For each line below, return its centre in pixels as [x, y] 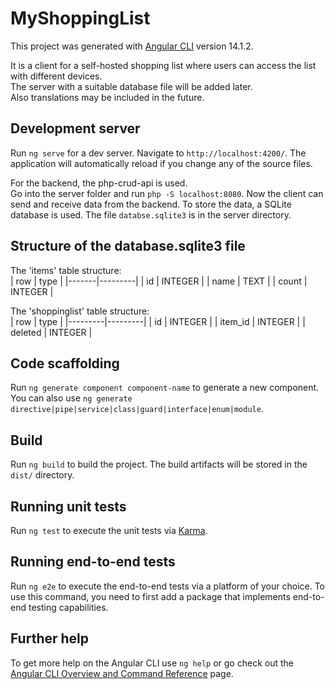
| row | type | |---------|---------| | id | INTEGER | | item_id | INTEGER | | [158, 321]
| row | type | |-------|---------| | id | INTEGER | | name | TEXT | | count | [159, 281]
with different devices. [56, 76]
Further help [50, 638]
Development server [75, 128]
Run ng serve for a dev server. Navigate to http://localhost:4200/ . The [158, 153]
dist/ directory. [42, 475]
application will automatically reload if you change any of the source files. [161, 163]
